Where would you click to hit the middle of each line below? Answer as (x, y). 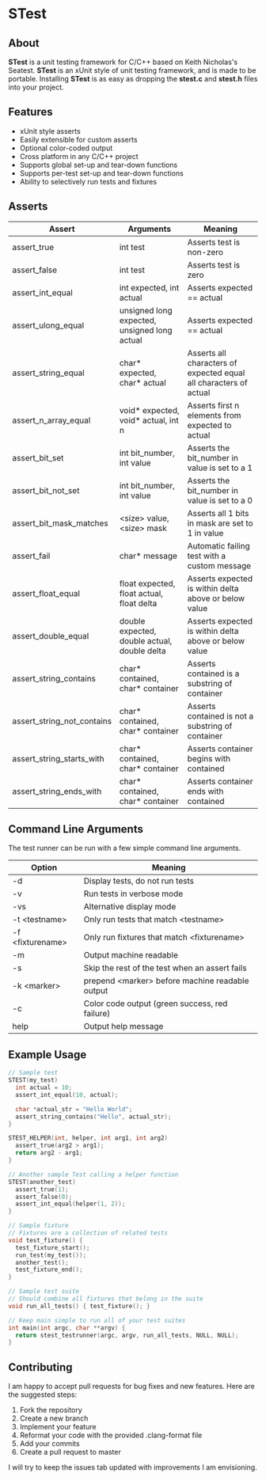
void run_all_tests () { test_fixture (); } (79, 1306)
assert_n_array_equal (51, 420)
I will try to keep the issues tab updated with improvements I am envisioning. (133, 1467)
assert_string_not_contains (62, 721)
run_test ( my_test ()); (51, 1255)
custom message (219, 565)
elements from (214, 415)
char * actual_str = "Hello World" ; (74, 1109)
